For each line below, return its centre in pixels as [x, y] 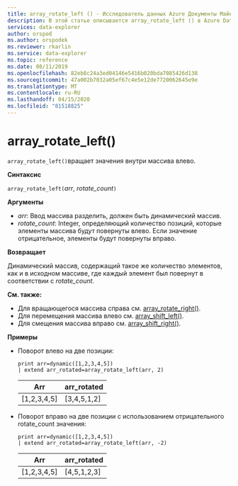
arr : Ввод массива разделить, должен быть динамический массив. [119, 215]
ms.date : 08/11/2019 [38, 67]
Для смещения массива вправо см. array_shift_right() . [99, 323]
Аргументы [25, 202]
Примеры [22, 337]
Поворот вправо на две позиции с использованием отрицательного [121, 416]
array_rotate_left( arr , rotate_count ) [62, 188]
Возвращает [27, 252]
